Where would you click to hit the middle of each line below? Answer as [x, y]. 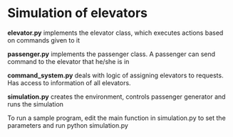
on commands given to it [44, 40]
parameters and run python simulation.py [68, 125]
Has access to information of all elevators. [69, 82]
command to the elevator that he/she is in [68, 61]
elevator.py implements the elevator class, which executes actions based [115, 33]
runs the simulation [36, 104]
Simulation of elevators [78, 13]
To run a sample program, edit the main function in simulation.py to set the [116, 118]
